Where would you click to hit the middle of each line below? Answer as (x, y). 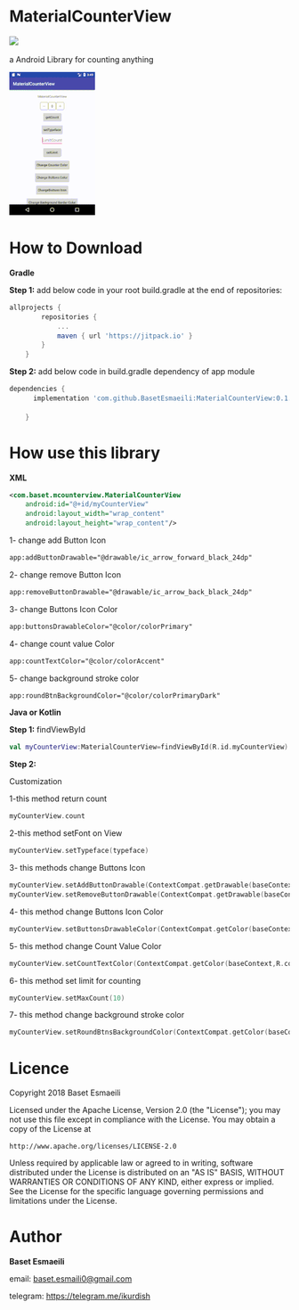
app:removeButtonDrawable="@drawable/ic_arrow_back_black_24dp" (131, 592)
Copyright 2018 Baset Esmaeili (65, 1093)
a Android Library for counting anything (81, 59)
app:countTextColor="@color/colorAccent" (87, 661)
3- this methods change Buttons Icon (77, 868)
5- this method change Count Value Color (85, 946)
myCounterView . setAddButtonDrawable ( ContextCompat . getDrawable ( (131, 885)
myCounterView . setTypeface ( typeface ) (79, 851)
